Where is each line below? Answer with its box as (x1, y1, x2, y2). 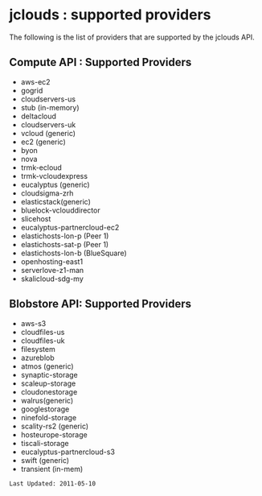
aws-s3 (20, 318, 47, 328)
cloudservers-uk (20, 119, 76, 130)
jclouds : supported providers (9, 6, 211, 24)
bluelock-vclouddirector (20, 205, 100, 215)
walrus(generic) (20, 395, 74, 405)
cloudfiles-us (20, 327, 65, 337)
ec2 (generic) (20, 137, 67, 147)
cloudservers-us (20, 94, 76, 104)
